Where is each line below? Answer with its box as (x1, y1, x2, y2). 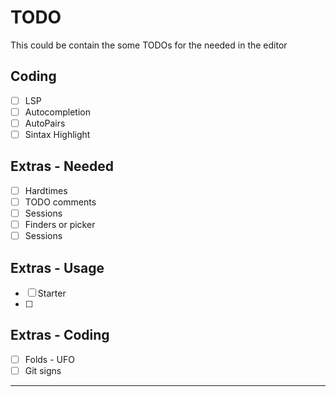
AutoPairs (24, 117, 66, 129)
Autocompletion (24, 106, 91, 118)
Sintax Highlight (24, 128, 91, 140)
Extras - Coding (10, 327, 110, 344)
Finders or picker (24, 219, 96, 230)
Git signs (24, 364, 62, 376)
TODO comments (24, 196, 97, 208)
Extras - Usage (10, 259, 105, 276)
